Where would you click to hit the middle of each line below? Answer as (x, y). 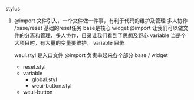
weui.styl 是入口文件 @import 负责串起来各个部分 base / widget (91, 55)
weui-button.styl (52, 86)
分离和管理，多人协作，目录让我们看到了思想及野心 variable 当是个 (106, 35)
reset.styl (34, 67)
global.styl (44, 79)
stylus (13, 9)
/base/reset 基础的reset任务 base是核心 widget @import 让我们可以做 (98, 28)
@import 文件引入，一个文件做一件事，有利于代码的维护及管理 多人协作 (101, 21)
